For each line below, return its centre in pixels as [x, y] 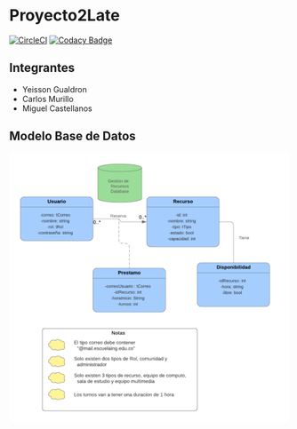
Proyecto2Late [64, 16]
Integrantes [42, 68]
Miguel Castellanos [57, 108]
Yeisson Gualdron [54, 89]
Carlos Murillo [48, 99]
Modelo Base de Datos [72, 136]
